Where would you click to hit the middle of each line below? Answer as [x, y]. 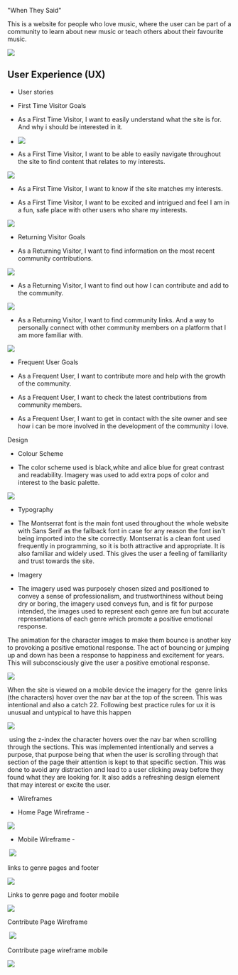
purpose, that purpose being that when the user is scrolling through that [113, 754]
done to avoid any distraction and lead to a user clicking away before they [115, 769]
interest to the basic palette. [59, 482]
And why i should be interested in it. [70, 126]
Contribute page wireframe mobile [58, 950]
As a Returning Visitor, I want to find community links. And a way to [116, 320]
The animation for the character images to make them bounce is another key [119, 640]
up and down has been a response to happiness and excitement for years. [116, 655]
